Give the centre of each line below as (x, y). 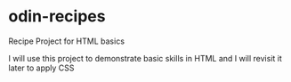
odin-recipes (57, 16)
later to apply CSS (41, 68)
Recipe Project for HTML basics (67, 41)
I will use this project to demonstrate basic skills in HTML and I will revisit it (145, 58)
